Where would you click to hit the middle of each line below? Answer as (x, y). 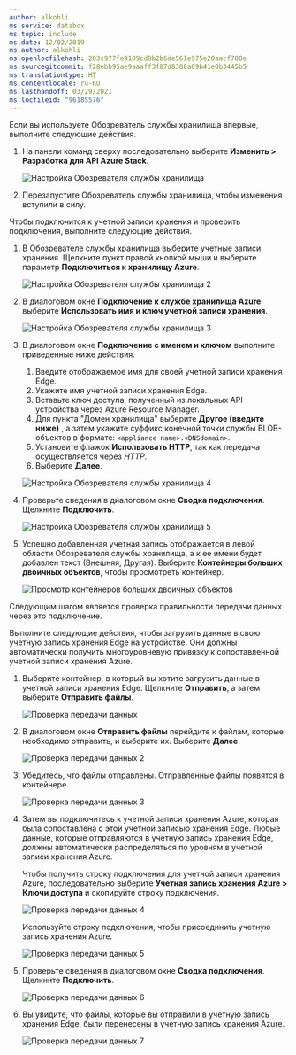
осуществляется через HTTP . (91, 456)
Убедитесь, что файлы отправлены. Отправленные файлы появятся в (153, 775)
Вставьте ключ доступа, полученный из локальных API (139, 400)
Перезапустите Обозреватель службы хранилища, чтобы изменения (152, 195)
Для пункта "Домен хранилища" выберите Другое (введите (150, 419)
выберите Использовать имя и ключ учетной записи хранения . (144, 311)
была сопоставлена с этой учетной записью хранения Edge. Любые (151, 828)
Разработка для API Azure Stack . (85, 161)
